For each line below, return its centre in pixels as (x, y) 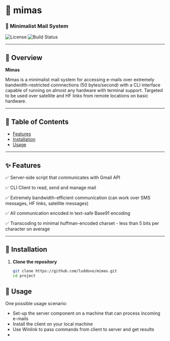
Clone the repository (35, 262)
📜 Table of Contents (37, 121)
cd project (24, 276)
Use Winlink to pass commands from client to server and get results (83, 329)
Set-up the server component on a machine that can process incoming (86, 313)
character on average (28, 229)
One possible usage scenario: (36, 304)
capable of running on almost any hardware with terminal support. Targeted (84, 90)
